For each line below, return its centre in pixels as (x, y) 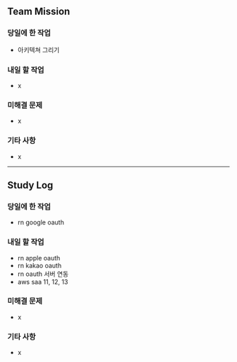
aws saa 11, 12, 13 (43, 282)
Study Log (30, 185)
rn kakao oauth (39, 265)
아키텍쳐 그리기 (38, 49)
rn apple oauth (39, 258)
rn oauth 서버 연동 (43, 274)
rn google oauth (41, 222)
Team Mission (39, 12)
